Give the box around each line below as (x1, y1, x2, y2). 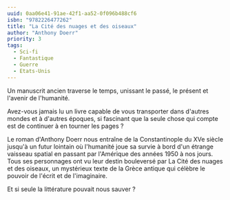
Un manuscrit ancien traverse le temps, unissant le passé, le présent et (7, 87, 209, 95)
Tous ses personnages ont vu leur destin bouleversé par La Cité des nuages (7, 157, 224, 165)
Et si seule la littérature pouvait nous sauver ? (7, 185, 136, 193)
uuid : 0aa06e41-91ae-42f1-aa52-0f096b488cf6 (7, 10, 137, 17)
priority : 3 (7, 36, 41, 43)
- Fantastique (13, 55, 54, 62)
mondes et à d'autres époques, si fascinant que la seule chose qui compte (7, 114, 218, 122)
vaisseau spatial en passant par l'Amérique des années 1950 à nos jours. (7, 149, 213, 158)
